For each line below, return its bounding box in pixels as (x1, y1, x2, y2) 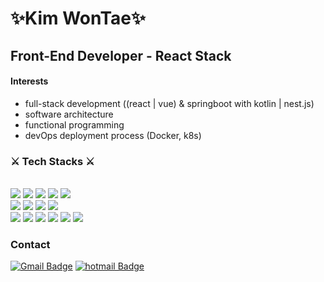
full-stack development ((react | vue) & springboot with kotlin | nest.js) (24, 97, 315, 109)
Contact (10, 238, 51, 251)
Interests (10, 75, 49, 87)
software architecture (24, 108, 114, 120)
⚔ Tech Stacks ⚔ (10, 154, 95, 168)
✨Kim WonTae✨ (10, 7, 147, 30)
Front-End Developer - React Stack (10, 47, 232, 64)
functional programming (24, 118, 125, 131)
